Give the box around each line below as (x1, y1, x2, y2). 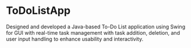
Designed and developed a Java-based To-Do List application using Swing (6, 23, 185, 30)
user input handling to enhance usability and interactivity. (6, 35, 144, 42)
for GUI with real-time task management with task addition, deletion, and (6, 29, 181, 36)
